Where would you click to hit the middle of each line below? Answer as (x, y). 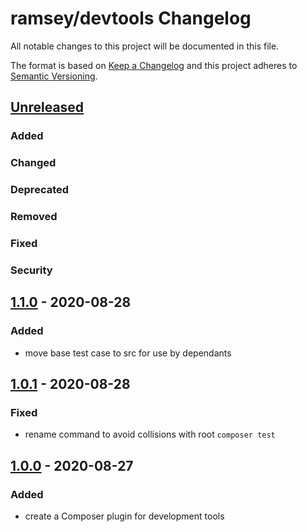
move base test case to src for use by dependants (128, 353)
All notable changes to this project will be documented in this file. (145, 46)
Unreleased (47, 107)
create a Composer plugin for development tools (124, 516)
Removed (34, 217)
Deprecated (40, 190)
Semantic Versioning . (54, 76)
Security (31, 270)
